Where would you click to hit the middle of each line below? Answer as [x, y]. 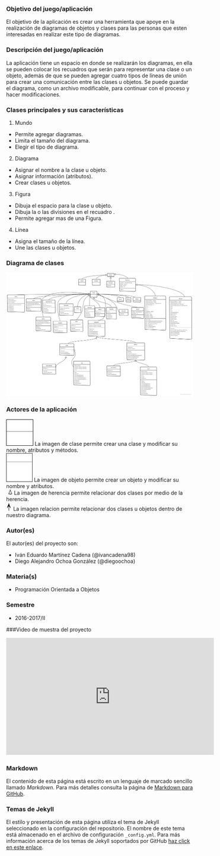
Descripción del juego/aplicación [55, 50]
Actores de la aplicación [42, 410]
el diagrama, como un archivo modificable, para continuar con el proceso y [98, 88]
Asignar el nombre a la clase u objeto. [61, 170]
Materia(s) [22, 577]
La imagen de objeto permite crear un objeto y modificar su [106, 480]
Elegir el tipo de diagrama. [47, 147]
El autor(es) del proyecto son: [42, 543]
